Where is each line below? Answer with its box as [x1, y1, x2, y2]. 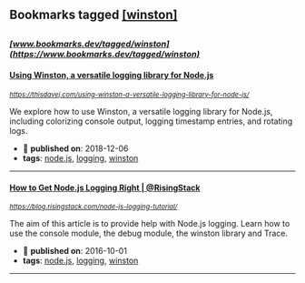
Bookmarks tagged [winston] [9, 7, 178, 23]
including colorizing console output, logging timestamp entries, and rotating [9, 116, 293, 126]
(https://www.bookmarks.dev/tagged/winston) [9, 48, 201, 60]
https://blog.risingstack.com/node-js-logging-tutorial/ [9, 202, 178, 212]
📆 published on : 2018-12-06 [22, 143, 129, 154]
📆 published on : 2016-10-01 [22, 246, 127, 257]
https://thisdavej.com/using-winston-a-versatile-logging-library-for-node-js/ [9, 90, 250, 99]
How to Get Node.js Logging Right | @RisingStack [9, 182, 201, 193]
